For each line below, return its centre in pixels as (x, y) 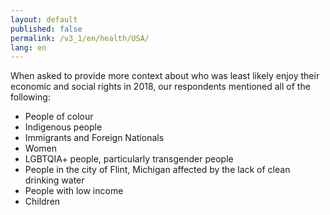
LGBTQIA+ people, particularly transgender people (129, 159)
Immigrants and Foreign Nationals (94, 138)
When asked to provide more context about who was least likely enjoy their (165, 76)
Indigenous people (63, 127)
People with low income (74, 191)
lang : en (28, 47)
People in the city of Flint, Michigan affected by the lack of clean (157, 170)
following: (30, 97)
